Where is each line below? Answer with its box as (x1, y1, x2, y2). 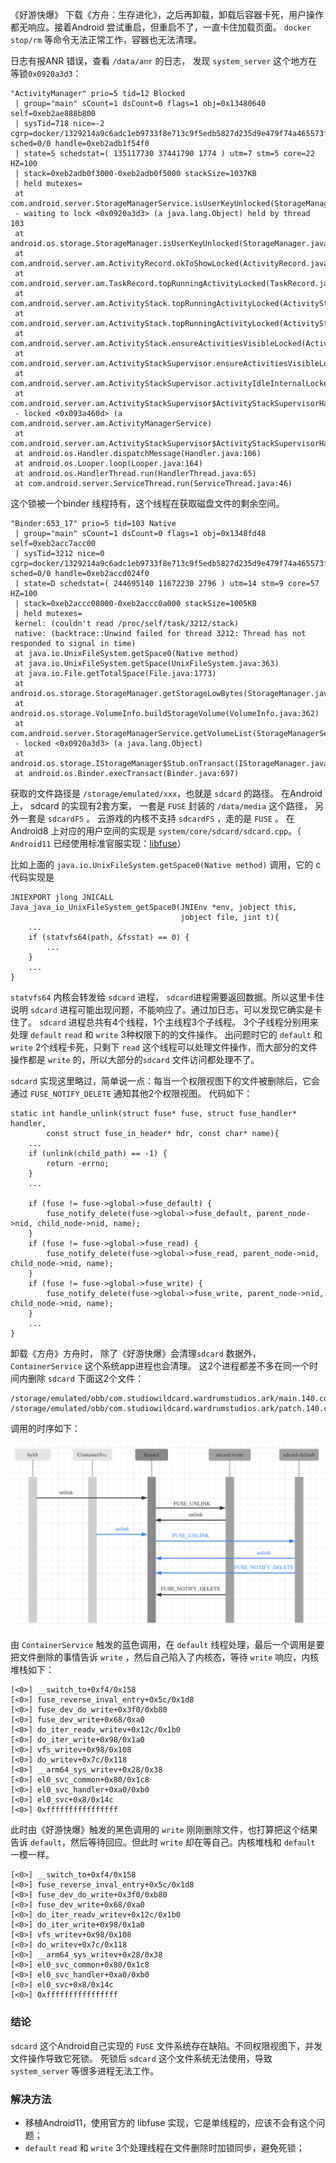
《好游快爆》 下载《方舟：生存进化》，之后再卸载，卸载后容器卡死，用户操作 (10, 9, 324, 20)
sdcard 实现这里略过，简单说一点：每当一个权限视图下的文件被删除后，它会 (10, 1075, 320, 1087)
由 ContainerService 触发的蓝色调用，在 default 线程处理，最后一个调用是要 (10, 1639, 325, 1651)
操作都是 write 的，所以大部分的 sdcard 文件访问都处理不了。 (10, 1054, 260, 1065)
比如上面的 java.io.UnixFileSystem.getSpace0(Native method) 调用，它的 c (10, 859, 322, 870)
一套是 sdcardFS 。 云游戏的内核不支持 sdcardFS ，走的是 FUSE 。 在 (18, 813, 295, 824)
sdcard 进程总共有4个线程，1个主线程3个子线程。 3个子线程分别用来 (38, 1016, 319, 1028)
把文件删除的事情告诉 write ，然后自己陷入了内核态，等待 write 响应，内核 (10, 1651, 320, 1663)
